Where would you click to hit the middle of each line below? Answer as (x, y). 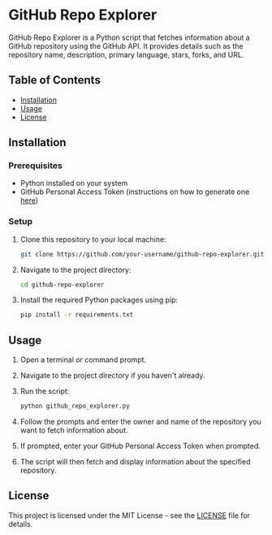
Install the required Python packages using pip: (99, 300)
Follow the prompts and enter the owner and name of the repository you (140, 422)
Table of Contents (55, 80)
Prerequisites (35, 166)
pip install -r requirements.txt (77, 315)
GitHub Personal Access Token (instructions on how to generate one (135, 192)
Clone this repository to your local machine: (93, 239)
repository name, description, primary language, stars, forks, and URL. (126, 54)
